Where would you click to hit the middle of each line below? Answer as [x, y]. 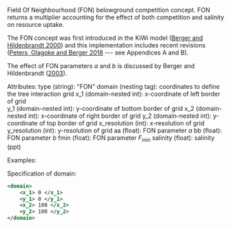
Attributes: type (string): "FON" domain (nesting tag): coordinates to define [113, 86]
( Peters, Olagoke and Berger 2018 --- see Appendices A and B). [98, 52]
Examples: [22, 160]
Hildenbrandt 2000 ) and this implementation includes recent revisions [106, 45]
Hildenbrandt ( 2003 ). [37, 73]
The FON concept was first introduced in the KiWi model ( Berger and [105, 38]
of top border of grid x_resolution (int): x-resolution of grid [122, 123]
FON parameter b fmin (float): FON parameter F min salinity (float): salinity [111, 138]
